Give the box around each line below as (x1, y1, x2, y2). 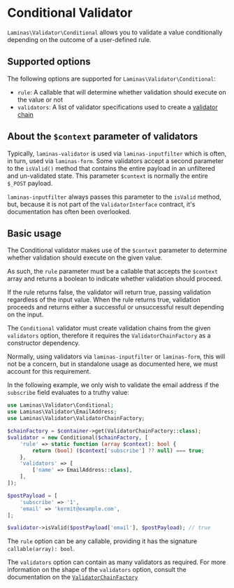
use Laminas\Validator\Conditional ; (7, 402, 114, 409)
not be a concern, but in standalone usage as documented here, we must (7, 360, 218, 368)
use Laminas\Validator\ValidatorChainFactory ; (7, 415, 145, 422)
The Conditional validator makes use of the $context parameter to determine (7, 246, 228, 255)
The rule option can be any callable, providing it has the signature (7, 537, 198, 545)
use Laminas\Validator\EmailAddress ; (7, 408, 117, 416)
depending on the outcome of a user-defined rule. (7, 35, 152, 43)
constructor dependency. (7, 339, 80, 347)
